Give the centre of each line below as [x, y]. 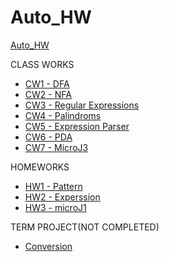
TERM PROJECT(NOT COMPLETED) [85, 227]
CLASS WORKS [42, 64]
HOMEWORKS [40, 167]
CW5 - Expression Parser [77, 126]
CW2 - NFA [48, 94]
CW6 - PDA [48, 137]
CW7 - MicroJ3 [56, 147]
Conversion [48, 246]
